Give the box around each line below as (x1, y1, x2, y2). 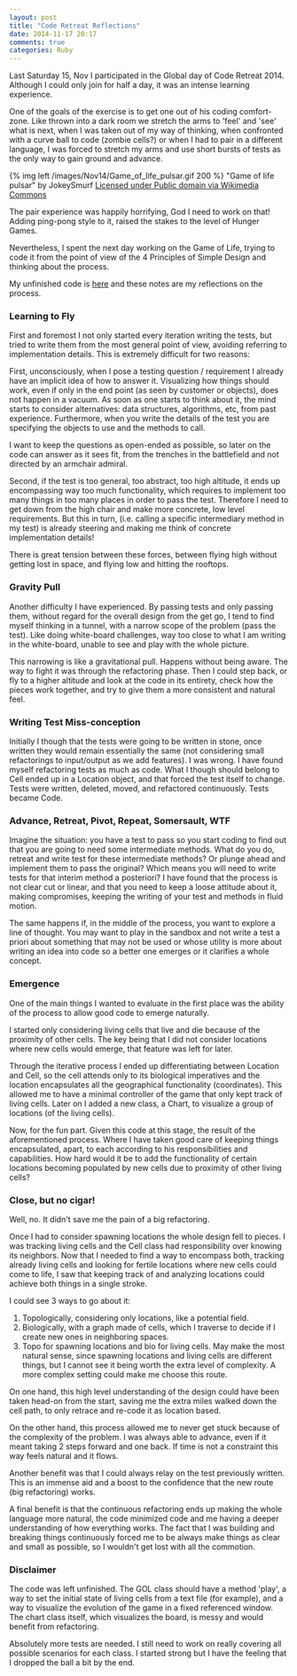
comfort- (238, 106, 272, 117)
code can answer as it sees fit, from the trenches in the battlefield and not (9, 449, 279, 460)
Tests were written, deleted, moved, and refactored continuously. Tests (9, 783, 270, 794)
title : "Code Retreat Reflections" (9, 21, 141, 30)
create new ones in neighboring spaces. (21, 1331, 169, 1342)
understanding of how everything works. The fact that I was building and (9, 1522, 275, 1533)
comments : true (9, 37, 66, 47)
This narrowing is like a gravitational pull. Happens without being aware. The (9, 656, 288, 667)
